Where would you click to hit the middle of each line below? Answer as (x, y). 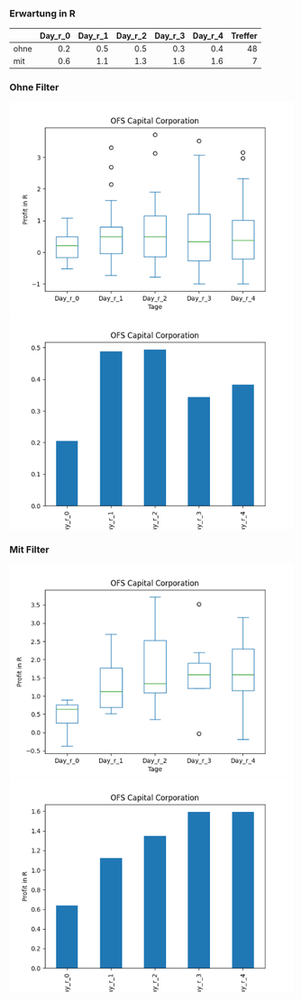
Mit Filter (29, 550)
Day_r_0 (55, 35)
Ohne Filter (34, 86)
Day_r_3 (170, 35)
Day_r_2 (131, 35)
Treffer (245, 35)
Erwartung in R (42, 14)
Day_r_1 (93, 35)
